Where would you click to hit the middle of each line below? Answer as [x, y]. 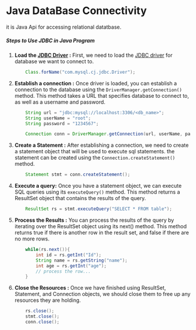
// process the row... [63, 271]
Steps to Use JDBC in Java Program [50, 40]
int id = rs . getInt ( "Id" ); [69, 255]
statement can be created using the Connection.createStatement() [95, 158]
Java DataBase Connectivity [77, 11]
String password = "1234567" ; [62, 123]
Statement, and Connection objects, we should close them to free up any [102, 294]
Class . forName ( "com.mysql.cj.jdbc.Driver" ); [80, 72]
